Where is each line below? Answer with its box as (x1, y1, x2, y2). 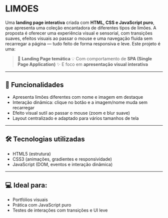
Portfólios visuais (12, 197, 48, 203)
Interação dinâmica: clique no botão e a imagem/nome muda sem (12, 99, 147, 105)
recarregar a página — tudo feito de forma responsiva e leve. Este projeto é (5, 40, 161, 46)
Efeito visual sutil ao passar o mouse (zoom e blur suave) (12, 110, 130, 116)
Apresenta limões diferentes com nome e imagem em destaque (12, 94, 143, 100)
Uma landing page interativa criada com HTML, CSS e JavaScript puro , (5, 19, 154, 25)
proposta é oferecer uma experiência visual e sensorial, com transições (5, 30, 152, 36)
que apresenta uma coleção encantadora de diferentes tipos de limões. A (5, 24, 156, 30)
